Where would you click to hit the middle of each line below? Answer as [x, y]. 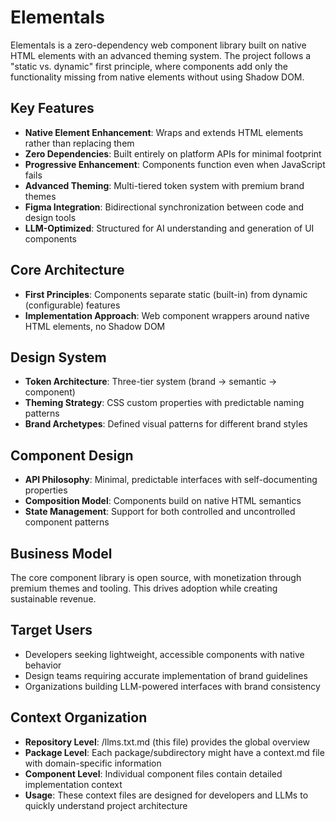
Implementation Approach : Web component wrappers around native [167, 315]
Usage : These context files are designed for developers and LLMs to [166, 795]
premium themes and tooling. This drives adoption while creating [144, 588]
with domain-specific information [93, 763]
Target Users [51, 630]
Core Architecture [67, 270]
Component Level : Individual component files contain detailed [153, 773]
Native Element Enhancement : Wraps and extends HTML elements [164, 132]
